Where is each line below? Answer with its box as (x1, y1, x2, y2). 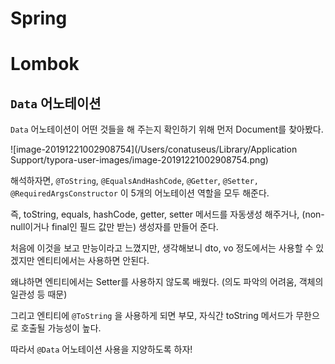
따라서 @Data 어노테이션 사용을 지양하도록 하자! (10, 343, 193, 356)
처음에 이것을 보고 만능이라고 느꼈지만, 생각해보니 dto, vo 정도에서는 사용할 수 (10, 242, 314, 254)
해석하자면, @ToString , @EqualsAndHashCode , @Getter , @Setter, (10, 175, 260, 187)
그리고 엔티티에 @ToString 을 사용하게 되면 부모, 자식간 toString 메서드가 (10, 310, 294, 322)
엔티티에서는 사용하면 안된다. (36, 255, 150, 267)
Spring (10, 7, 68, 30)
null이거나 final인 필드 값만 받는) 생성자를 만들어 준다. (10, 221, 219, 233)
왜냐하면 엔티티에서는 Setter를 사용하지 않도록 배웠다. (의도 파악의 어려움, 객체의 (10, 276, 324, 288)
